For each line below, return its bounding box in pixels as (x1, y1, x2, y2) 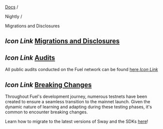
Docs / (5, 4, 18, 10)
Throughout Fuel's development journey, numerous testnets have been (5, 93, 147, 99)
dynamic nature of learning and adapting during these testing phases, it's (5, 104, 152, 110)
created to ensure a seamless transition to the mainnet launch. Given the (5, 99, 150, 105)
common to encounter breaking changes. (5, 109, 88, 115)
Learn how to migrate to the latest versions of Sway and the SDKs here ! (5, 119, 148, 125)
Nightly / (5, 14, 22, 19)
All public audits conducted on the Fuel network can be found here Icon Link (5, 67, 158, 73)
